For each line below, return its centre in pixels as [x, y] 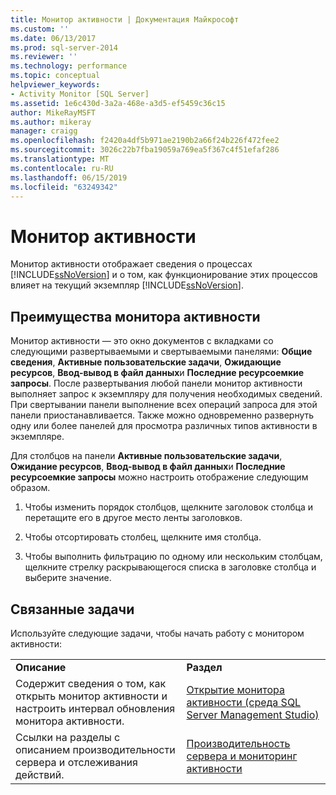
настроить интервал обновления [95, 708]
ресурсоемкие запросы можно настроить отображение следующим [159, 477]
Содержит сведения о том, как [91, 683]
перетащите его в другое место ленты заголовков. [133, 518]
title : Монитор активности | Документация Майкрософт [125, 19]
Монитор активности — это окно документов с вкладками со [142, 341]
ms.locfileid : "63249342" [64, 187]
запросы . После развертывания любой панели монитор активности [156, 383]
